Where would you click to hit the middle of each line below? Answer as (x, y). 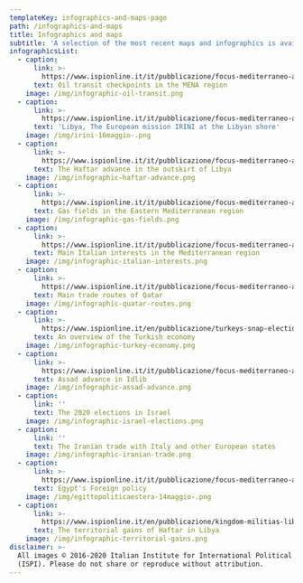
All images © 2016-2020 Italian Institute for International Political (155, 555)
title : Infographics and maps (66, 34)
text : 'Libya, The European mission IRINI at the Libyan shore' (156, 127)
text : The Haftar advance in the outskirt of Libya (132, 169)
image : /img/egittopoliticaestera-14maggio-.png (119, 497)
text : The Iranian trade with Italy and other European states (155, 447)
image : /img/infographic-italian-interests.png (116, 262)
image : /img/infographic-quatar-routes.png (109, 304)
